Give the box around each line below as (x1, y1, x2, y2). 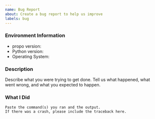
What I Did (5, 94, 30, 101)
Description (5, 66, 33, 72)
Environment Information (5, 32, 65, 39)
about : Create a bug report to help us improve (5, 12, 103, 17)
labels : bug (5, 16, 29, 21)
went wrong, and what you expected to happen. (5, 82, 101, 87)
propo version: (12, 43, 42, 49)
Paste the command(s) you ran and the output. (5, 105, 101, 110)
